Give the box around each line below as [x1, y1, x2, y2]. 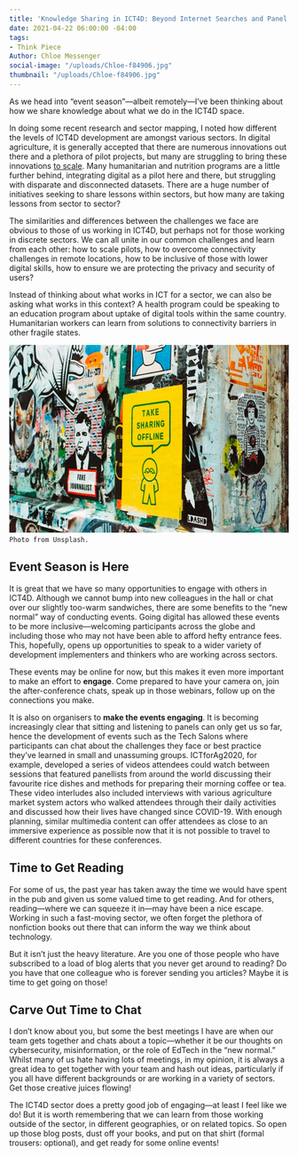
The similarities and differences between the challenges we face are [9, 215, 259, 226]
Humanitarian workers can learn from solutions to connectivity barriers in [9, 317, 277, 328]
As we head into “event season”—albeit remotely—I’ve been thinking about [9, 96, 284, 107]
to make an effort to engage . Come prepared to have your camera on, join [9, 675, 279, 686]
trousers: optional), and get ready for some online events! [9, 1137, 220, 1148]
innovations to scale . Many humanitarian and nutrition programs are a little [9, 160, 281, 171]
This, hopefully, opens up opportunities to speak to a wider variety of [9, 640, 262, 650]
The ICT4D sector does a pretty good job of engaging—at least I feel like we [9, 1100, 287, 1111]
